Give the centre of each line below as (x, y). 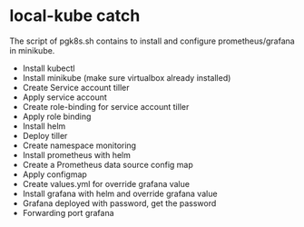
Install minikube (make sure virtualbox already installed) (127, 77)
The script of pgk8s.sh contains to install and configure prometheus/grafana (152, 41)
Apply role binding (57, 116)
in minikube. (32, 50)
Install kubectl (49, 68)
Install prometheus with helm (77, 154)
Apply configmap (55, 174)
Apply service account (64, 97)
